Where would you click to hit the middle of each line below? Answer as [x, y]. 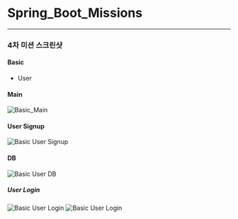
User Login [24, 190]
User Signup [26, 126]
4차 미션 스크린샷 [35, 45]
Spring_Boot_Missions [75, 13]
